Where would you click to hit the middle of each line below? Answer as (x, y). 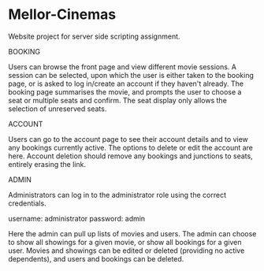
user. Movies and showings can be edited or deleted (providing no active (126, 251)
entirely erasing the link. (47, 164)
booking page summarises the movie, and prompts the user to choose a (125, 91)
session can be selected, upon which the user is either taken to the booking (131, 75)
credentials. (27, 203)
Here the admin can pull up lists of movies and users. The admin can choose (132, 233)
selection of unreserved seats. (58, 109)
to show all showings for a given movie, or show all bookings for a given (125, 242)
